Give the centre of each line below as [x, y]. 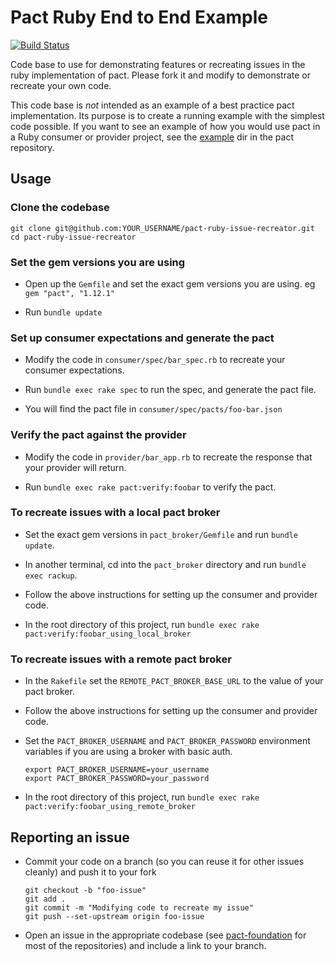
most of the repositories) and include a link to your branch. [145, 945]
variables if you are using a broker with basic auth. [128, 752]
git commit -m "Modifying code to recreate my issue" [139, 907]
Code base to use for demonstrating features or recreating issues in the [158, 64]
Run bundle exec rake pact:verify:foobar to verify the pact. [150, 487]
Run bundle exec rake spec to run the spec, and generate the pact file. [170, 390]
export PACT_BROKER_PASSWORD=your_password [117, 779]
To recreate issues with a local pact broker [115, 513]
